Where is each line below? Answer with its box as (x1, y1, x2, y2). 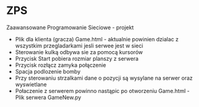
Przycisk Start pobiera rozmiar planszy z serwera (15, 55, 139, 62)
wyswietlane (15, 80, 47, 88)
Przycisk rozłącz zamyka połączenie (15, 61, 106, 69)
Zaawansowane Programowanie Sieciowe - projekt (6, 24, 134, 31)
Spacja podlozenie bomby (15, 67, 81, 75)
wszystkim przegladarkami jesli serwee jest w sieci (15, 42, 144, 49)
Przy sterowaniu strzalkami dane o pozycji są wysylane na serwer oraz (15, 74, 193, 81)
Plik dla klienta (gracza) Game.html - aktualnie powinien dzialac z (15, 35, 179, 43)
